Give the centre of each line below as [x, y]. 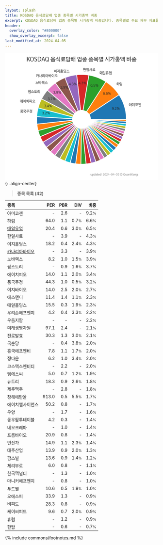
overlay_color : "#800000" [36, 31]
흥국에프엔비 [19, 351]
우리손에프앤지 [21, 312]
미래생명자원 [19, 328]
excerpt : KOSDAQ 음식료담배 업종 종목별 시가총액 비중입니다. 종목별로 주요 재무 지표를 [82, 20]
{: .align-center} [21, 183]
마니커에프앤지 [21, 481]
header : [13, 26]
